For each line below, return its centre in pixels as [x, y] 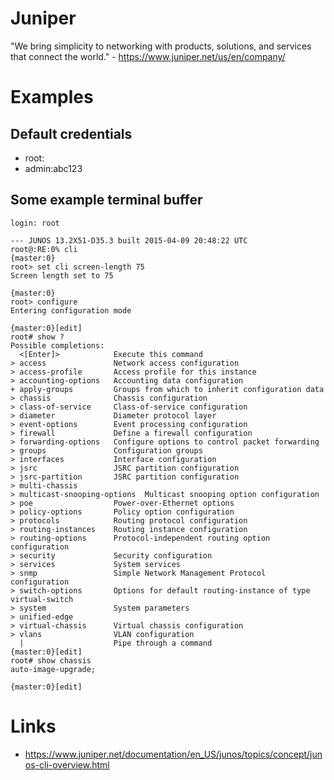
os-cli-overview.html [67, 764]
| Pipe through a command [116, 643]
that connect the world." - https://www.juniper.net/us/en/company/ [148, 56]
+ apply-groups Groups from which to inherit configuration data [167, 389]
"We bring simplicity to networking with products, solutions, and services [161, 46]
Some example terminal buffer [106, 200]
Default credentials [71, 133]
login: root [35, 223]
